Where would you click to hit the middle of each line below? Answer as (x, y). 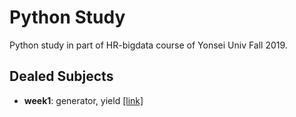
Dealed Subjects (61, 76)
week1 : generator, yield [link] (83, 100)
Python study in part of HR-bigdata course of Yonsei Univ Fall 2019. (148, 45)
